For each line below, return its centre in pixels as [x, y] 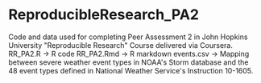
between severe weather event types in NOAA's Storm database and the [128, 62]
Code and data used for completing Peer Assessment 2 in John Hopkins [128, 37]
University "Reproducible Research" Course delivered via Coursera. [121, 45]
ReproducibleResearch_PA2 [104, 15]
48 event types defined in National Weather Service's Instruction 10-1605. [131, 70]
